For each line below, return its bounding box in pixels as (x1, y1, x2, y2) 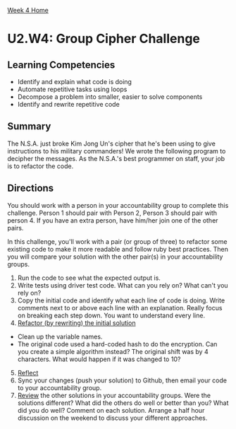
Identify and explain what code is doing (17, 78, 132, 86)
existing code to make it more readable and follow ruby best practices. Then (7, 245, 229, 253)
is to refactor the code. (7, 162, 74, 170)
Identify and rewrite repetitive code (17, 100, 120, 108)
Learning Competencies (7, 59, 116, 71)
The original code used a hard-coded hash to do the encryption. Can (17, 339, 218, 348)
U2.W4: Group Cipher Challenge (7, 31, 201, 47)
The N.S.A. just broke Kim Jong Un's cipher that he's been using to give (7, 139, 216, 148)
